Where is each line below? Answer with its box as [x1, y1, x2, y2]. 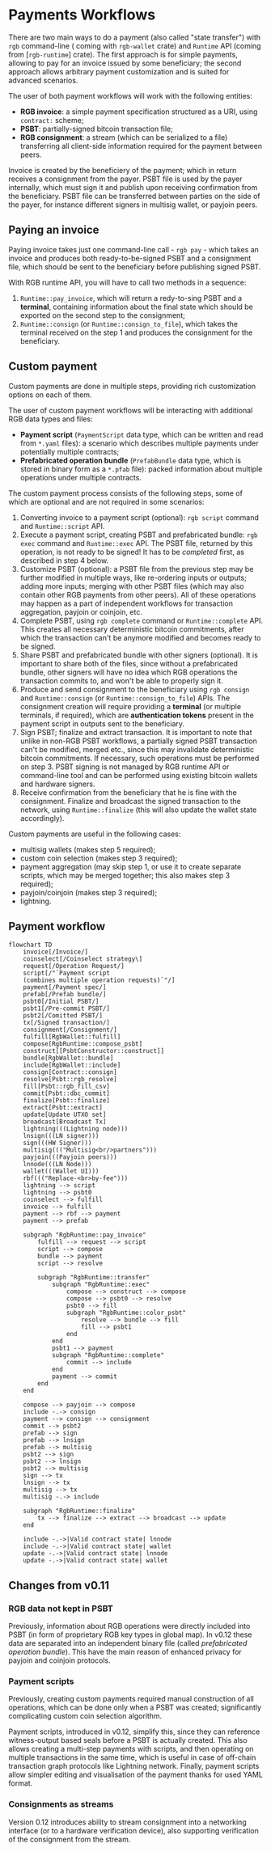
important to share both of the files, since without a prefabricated [19, 658, 239, 668]
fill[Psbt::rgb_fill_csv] [23, 1082, 111, 1091]
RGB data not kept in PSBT [8, 1603, 113, 1614]
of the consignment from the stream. [8, 1834, 131, 1844]
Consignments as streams [8, 1799, 114, 1810]
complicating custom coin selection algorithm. [8, 1711, 163, 1721]
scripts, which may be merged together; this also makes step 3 [19, 870, 231, 880]
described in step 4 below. [19, 556, 109, 565]
